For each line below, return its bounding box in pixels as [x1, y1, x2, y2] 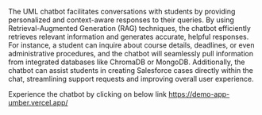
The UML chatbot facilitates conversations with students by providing [8, 7, 236, 16]
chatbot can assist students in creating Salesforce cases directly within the [8, 66, 254, 75]
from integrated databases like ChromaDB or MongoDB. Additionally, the [8, 57, 245, 67]
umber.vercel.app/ [8, 98, 69, 107]
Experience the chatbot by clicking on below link [8, 90, 168, 98]
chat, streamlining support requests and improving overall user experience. [8, 75, 254, 83]
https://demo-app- [168, 90, 230, 98]
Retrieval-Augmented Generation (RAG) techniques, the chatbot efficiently [8, 24, 252, 33]
